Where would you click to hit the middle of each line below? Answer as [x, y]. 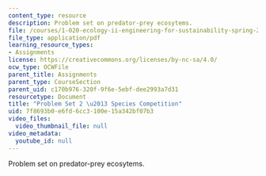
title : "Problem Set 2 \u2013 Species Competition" [95, 104]
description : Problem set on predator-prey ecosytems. [101, 23]
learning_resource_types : [51, 45]
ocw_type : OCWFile [38, 67]
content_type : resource [47, 15]
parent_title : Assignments [53, 75]
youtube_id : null [44, 141]
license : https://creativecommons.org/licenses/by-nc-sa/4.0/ [113, 60]
